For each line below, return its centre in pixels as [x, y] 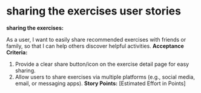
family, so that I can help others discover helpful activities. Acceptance [95, 46]
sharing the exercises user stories [94, 11]
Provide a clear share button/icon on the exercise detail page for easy [102, 64]
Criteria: [17, 52]
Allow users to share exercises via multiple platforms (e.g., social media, [105, 77]
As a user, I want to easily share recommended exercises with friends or [96, 39]
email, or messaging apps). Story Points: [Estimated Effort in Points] [100, 83]
